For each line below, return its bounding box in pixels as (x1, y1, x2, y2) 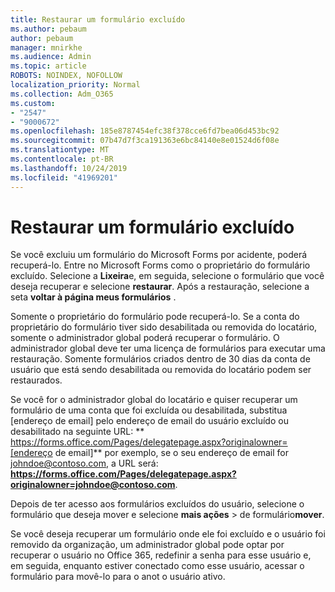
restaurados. (10, 374, 63, 386)
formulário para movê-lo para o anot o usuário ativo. (10, 571, 226, 583)
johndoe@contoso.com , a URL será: (10, 457, 159, 470)
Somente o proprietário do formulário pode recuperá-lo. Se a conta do (10, 311, 300, 323)
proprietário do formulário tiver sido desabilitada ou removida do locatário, (10, 321, 318, 333)
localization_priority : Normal (10, 80, 141, 90)
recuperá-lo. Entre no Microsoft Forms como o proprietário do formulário (10, 259, 311, 271)
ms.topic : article (10, 61, 87, 71)
